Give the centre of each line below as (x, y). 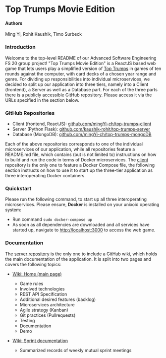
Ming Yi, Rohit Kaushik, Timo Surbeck (44, 34)
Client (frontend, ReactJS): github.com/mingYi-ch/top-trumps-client (82, 124)
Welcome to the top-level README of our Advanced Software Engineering (81, 58)
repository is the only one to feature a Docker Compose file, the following (80, 165)
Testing (27, 320)
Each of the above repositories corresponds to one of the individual (74, 144)
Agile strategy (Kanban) (44, 310)
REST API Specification (43, 294)
